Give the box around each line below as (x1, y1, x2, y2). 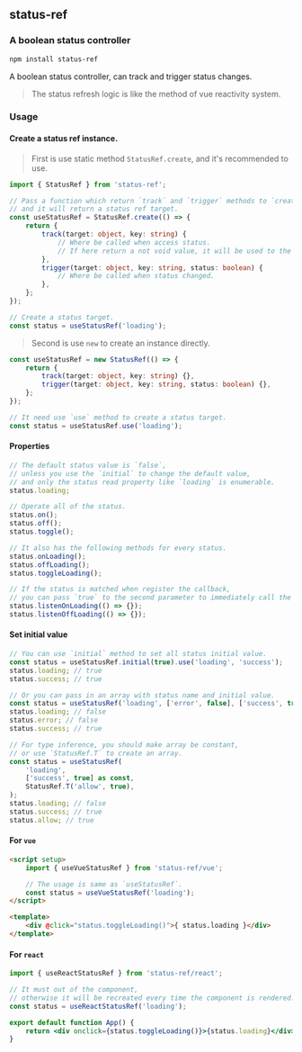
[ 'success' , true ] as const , (25, 774, 135, 783)
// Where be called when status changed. (57, 272, 216, 281)
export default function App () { (9, 1018, 135, 1027)
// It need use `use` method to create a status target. (9, 413, 227, 422)
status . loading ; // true (9, 666, 102, 675)
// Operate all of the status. (9, 502, 127, 511)
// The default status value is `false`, (9, 461, 167, 470)
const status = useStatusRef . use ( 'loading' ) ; (9, 421, 182, 430)
